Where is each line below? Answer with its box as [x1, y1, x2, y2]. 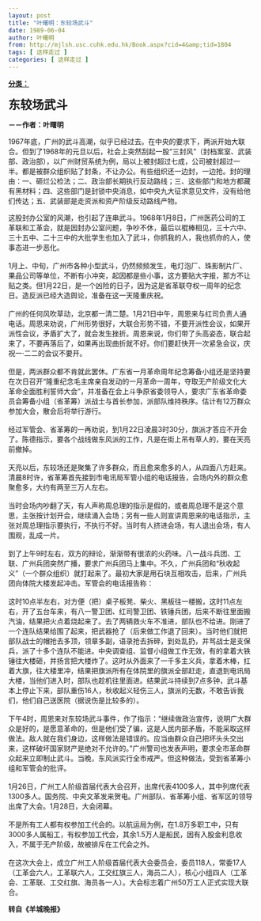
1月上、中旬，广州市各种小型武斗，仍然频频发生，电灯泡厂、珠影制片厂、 [8, 260, 247, 270]
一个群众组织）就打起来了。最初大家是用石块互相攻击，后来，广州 [25, 568, 240, 578]
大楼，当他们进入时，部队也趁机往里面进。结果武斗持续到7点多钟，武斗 [8, 676, 241, 685]
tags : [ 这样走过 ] [8, 48, 68, 56]
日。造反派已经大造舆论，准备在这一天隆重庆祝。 [8, 290, 168, 300]
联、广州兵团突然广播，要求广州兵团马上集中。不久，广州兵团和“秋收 [8, 559, 233, 568]
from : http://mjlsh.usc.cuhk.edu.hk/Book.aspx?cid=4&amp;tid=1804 [8, 41, 232, 49]
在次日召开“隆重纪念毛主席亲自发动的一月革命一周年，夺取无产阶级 [8, 377, 227, 386]
